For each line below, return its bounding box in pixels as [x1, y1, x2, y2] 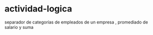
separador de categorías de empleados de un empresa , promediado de [4, 19, 148, 25]
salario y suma [4, 24, 34, 30]
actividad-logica [4, 3, 72, 14]
